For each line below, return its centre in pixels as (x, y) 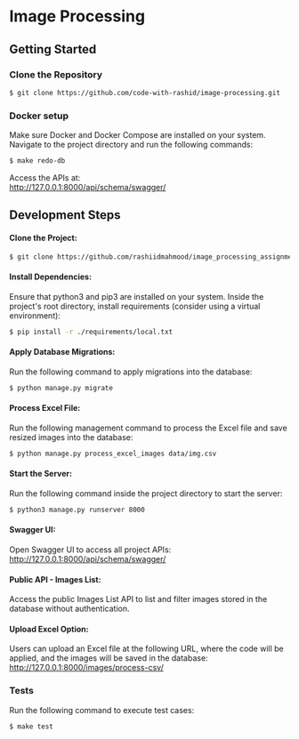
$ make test (31, 727)
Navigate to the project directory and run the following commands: (131, 145)
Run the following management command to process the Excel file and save (148, 428)
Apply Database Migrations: (62, 352)
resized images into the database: (71, 437)
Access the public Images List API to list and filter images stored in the (138, 599)
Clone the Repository (56, 75)
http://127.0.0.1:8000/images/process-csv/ (87, 668)
